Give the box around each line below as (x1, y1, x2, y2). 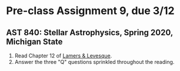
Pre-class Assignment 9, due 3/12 (6, 4, 175, 18)
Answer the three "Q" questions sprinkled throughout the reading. (14, 59, 175, 65)
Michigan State (6, 36, 63, 46)
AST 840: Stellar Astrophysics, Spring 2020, (6, 28, 174, 38)
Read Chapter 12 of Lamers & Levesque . (14, 52, 112, 59)
